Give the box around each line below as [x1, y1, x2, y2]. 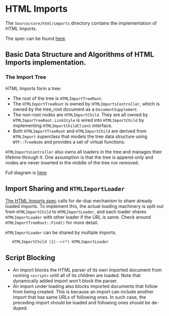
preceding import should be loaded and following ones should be [12, 300, 151, 306]
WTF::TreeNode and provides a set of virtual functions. [12, 139, 125, 145]
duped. [12, 305, 28, 311]
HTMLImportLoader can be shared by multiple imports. [5, 229, 117, 236]
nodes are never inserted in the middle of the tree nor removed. [5, 159, 139, 165]
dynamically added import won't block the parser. [12, 278, 118, 284]
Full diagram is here [5, 170, 47, 176]
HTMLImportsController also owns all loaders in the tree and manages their [5, 149, 162, 155]
